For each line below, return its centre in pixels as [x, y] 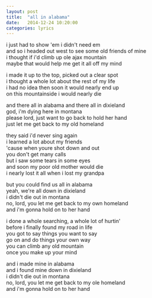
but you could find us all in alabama [49, 185]
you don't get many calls [36, 155]
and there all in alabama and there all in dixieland [66, 105]
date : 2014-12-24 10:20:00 [42, 22]
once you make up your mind [42, 253]
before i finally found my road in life [49, 227]
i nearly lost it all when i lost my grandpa [55, 173]
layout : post [22, 12]
